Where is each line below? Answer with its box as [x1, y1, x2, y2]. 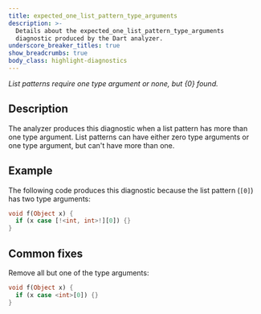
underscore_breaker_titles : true [8, 42, 120, 50]
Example [8, 164, 53, 178]
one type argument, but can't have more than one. [8, 140, 175, 150]
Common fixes [8, 246, 83, 260]
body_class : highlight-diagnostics [8, 57, 128, 65]
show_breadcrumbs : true [8, 49, 88, 57]
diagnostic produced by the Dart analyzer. [15, 34, 163, 43]
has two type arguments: [8, 194, 91, 204]
